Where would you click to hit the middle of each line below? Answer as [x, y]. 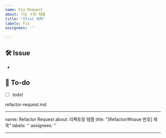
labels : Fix [17, 23]
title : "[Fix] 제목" [25, 19]
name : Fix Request [24, 10]
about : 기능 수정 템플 [25, 14]
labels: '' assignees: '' [34, 125]
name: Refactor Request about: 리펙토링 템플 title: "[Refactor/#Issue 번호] [79, 119]
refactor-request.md [26, 104]
